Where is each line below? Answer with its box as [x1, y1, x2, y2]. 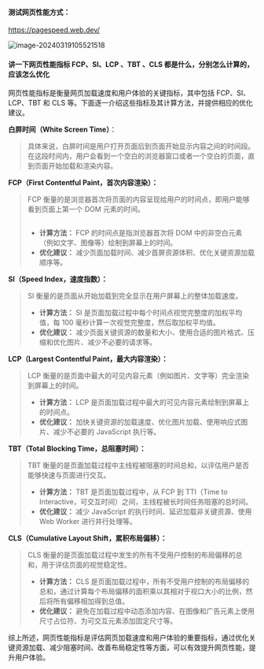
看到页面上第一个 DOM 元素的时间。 [27, 205, 145, 214]
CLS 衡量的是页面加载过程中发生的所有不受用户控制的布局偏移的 [27, 550, 236, 559]
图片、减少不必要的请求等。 [66, 337, 157, 347]
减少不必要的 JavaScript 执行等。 [53, 427, 161, 437]
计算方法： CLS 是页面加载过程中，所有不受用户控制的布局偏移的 [38, 577, 250, 586]
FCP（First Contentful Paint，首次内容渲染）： [8, 178, 159, 188]
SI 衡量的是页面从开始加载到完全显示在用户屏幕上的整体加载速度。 [27, 292, 243, 301]
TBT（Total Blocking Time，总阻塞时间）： [8, 444, 147, 453]
